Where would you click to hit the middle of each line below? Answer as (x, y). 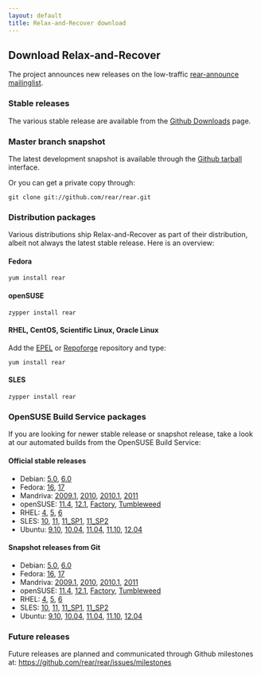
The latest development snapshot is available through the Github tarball (125, 158)
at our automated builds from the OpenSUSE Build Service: (105, 443)
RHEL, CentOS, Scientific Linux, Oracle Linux (84, 330)
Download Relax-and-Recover (84, 55)
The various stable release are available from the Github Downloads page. (130, 121)
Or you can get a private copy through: (72, 182)
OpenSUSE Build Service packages (77, 416)
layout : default (35, 16)
